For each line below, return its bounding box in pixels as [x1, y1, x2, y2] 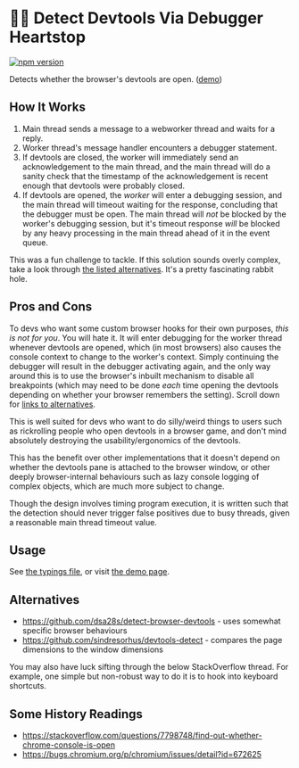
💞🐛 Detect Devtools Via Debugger [9, 8, 264, 29]
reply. [21, 133, 44, 144]
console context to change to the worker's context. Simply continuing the [9, 351, 279, 362]
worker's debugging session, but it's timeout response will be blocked [21, 218, 280, 228]
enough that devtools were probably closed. [21, 180, 186, 191]
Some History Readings [9, 706, 143, 722]
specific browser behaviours [21, 625, 128, 636]
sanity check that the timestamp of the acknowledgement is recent [21, 170, 269, 181]
